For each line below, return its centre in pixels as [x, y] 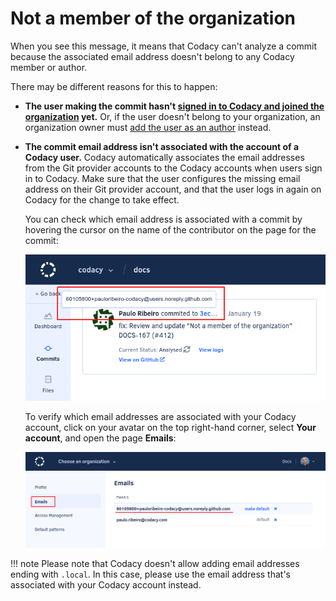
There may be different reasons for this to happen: [114, 86]
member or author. [49, 67]
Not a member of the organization [153, 18]
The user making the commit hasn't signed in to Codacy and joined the [174, 106]
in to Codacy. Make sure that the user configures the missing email [162, 178]
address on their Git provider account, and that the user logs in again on [173, 189]
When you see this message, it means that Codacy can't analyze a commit [164, 46]
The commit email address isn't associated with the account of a [162, 146]
